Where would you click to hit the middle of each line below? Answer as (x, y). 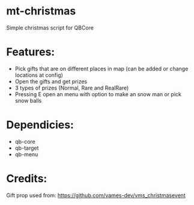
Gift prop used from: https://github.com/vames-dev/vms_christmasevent (96, 195)
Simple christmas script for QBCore (50, 28)
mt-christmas (41, 11)
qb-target (27, 148)
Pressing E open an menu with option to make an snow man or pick (98, 94)
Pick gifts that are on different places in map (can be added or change (102, 69)
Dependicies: (40, 125)
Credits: (27, 179)
